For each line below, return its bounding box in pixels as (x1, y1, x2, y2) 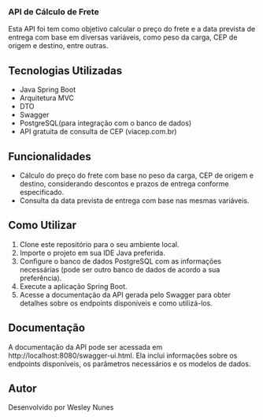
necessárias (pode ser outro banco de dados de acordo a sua (19, 264, 220, 274)
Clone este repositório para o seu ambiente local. (19, 239, 180, 249)
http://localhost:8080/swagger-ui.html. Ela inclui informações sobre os (8, 351, 238, 360)
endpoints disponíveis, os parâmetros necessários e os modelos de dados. (8, 358, 251, 369)
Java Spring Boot (19, 85, 76, 95)
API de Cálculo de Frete (8, 6, 100, 17)
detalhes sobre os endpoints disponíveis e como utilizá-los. (19, 298, 213, 308)
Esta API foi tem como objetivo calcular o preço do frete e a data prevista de (8, 24, 256, 34)
